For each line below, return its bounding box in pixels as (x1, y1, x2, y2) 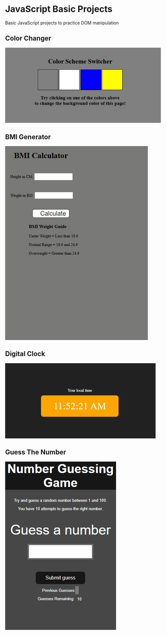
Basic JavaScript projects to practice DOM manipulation (5, 20, 119, 26)
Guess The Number (5, 448, 66, 456)
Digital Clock (5, 350, 45, 358)
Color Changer (5, 34, 51, 43)
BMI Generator (5, 133, 51, 141)
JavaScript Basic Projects (5, 3, 113, 15)
